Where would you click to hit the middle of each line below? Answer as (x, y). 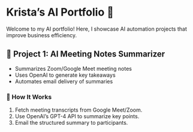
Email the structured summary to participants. (71, 123)
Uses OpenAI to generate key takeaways (65, 75)
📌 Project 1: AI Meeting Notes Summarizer (86, 54)
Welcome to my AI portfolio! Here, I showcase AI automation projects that (96, 29)
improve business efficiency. (42, 35)
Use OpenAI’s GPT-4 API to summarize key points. (77, 116)
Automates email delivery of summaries (64, 81)
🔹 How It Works (29, 97)
